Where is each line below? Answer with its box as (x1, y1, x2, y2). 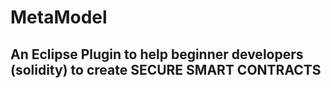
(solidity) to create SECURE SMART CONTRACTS (10, 61, 322, 78)
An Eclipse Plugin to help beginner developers (10, 46, 304, 63)
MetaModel (10, 6, 108, 29)
